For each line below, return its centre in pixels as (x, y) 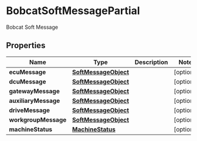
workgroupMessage (38, 120)
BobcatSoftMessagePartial (73, 11)
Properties (26, 46)
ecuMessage (28, 72)
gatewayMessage (34, 91)
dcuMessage (28, 82)
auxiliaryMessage (35, 100)
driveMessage (30, 110)
